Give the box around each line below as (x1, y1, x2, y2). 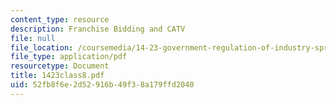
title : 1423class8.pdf (10, 71, 105, 81)
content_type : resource (10, 14, 110, 25)
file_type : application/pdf (10, 52, 128, 62)
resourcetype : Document (10, 61, 110, 71)
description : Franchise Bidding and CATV (10, 24, 186, 34)
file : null (10, 33, 56, 43)
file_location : (10, 42, 74, 53)
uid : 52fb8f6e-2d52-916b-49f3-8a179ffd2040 (10, 80, 195, 90)
